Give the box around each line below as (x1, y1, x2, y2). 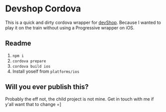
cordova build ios (12, 64, 51, 69)
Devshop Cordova (5, 3, 81, 14)
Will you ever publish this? (5, 83, 89, 91)
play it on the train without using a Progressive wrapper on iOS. (5, 24, 135, 30)
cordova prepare (12, 58, 46, 64)
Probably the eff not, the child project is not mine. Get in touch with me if (5, 96, 154, 102)
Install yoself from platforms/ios (12, 68, 80, 74)
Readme (5, 39, 31, 48)
